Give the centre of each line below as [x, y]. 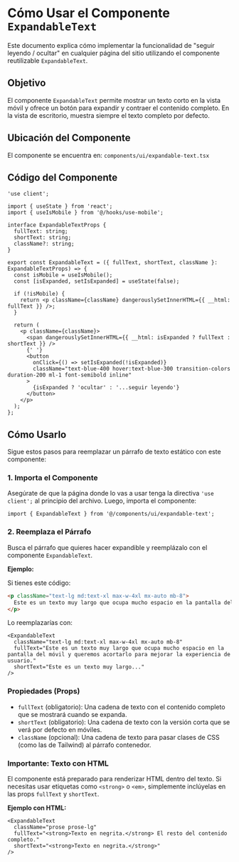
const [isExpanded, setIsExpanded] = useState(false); [97, 281]
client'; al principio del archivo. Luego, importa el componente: [102, 501]
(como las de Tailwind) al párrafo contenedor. [84, 745]
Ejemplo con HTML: [37, 808]
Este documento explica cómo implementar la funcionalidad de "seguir [111, 45]
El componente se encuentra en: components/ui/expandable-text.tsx [108, 155]
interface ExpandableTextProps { [57, 225]
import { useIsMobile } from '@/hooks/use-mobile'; [85, 213]
